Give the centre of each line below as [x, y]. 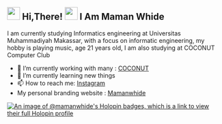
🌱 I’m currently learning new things [66, 75]
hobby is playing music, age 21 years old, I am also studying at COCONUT [111, 48]
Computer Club [29, 55]
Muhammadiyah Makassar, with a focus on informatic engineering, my [106, 40]
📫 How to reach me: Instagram [61, 83]
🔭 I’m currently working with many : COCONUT [83, 68]
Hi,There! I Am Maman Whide [93, 17]
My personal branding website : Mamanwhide [81, 93]
